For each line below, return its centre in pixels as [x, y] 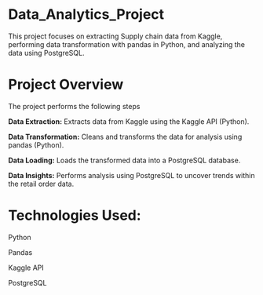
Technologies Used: [75, 215]
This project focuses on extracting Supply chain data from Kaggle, [115, 36]
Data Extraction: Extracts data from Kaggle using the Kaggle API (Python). [129, 121]
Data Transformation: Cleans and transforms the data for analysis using [125, 137]
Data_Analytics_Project [86, 15]
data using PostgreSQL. [46, 53]
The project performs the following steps [74, 106]
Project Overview [66, 85]
